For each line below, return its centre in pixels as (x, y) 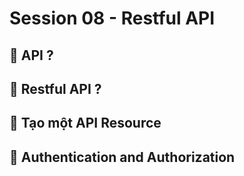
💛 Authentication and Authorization (122, 157)
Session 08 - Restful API (112, 18)
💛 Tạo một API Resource (85, 123)
